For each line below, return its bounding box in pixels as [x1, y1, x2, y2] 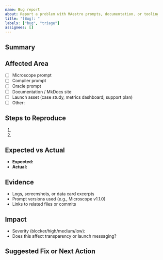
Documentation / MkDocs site [12, 89, 72, 94]
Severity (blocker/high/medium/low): [12, 228, 86, 234]
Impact [5, 215, 27, 223]
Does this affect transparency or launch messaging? [12, 233, 116, 239]
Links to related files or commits [12, 201, 76, 207]
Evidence [5, 178, 34, 186]
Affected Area [5, 59, 49, 68]
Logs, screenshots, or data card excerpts [12, 191, 95, 197]
